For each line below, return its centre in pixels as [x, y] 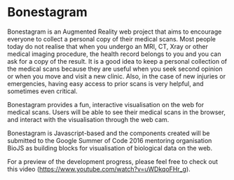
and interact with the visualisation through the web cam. [88, 119]
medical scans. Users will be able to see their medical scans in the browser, [116, 112]
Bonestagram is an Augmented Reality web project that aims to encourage [115, 32]
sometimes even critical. [42, 91]
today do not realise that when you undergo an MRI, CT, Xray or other [108, 46]
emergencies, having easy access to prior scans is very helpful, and [106, 83]
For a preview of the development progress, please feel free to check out [113, 161]
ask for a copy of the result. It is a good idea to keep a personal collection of [117, 61]
